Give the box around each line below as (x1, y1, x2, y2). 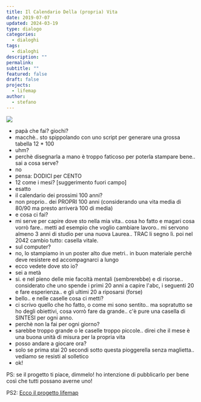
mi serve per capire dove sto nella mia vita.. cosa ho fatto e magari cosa (15, 217, 195, 224)
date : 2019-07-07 (6, 15, 50, 21)
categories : (6, 32, 36, 38)
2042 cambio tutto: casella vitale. (15, 236, 99, 244)
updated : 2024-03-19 (6, 20, 59, 26)
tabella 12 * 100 (15, 140, 54, 147)
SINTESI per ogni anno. (15, 313, 74, 321)
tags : (6, 43, 20, 49)
